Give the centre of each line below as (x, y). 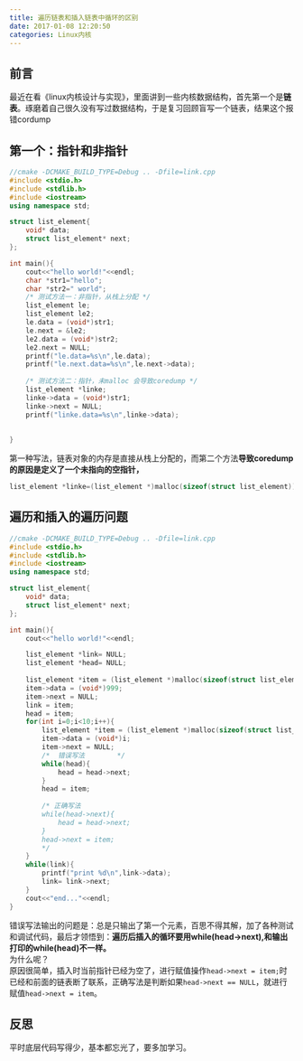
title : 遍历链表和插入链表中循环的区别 (74, 18)
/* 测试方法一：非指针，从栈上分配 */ (88, 297)
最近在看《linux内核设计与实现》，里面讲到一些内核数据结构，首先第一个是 (147, 97)
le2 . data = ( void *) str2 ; (72, 339)
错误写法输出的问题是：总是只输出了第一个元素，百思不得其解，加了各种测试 (151, 925)
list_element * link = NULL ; (76, 655)
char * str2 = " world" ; (66, 289)
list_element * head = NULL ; (76, 663)
